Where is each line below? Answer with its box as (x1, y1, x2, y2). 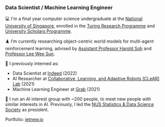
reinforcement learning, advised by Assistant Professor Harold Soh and (5, 46, 152, 52)
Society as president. (5, 107, 49, 113)
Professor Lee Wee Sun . (5, 51, 55, 57)
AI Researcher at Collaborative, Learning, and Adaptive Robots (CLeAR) (12, 76, 160, 82)
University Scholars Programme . (5, 28, 72, 34)
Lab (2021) (12, 81, 35, 87)
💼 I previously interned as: (5, 61, 59, 67)
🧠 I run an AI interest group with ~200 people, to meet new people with (5, 96, 151, 102)
